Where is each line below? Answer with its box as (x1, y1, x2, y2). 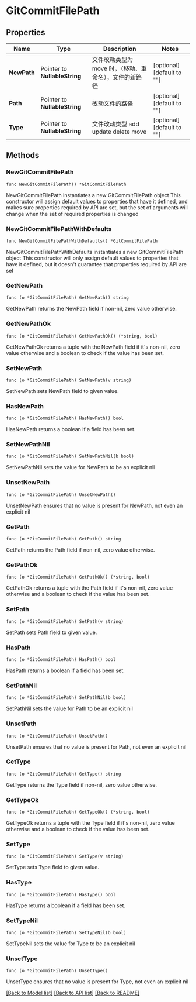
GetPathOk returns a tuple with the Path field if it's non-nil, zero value (6, 584, 173, 591)
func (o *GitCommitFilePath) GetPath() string (6, 536, 121, 542)
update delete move (92, 128, 147, 136)
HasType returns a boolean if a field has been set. (6, 902, 126, 909)
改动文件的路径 (92, 99, 134, 108)
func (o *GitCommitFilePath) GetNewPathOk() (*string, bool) (6, 333, 158, 339)
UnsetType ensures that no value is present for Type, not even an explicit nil (6, 978, 188, 985)
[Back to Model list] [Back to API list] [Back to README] (6, 990, 140, 997)
